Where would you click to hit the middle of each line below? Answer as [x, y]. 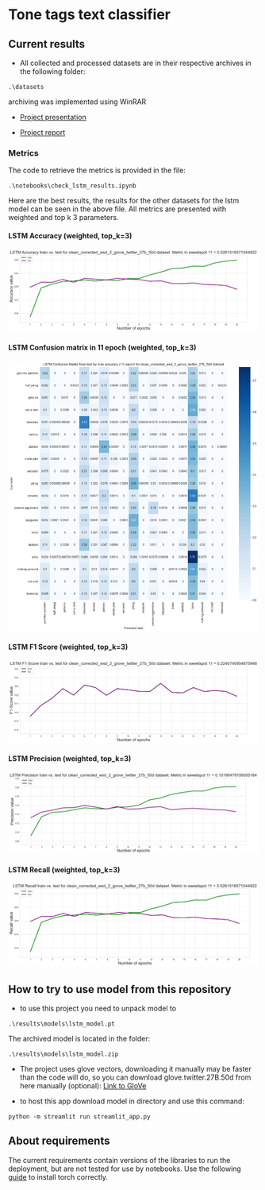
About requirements [59, 1141]
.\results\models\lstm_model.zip [63, 1054]
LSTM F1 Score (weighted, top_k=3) [68, 647]
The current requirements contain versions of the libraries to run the [119, 1160]
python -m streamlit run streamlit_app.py [79, 1117]
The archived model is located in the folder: [79, 1038]
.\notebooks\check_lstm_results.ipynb [72, 186]
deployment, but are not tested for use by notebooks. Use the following [125, 1169]
